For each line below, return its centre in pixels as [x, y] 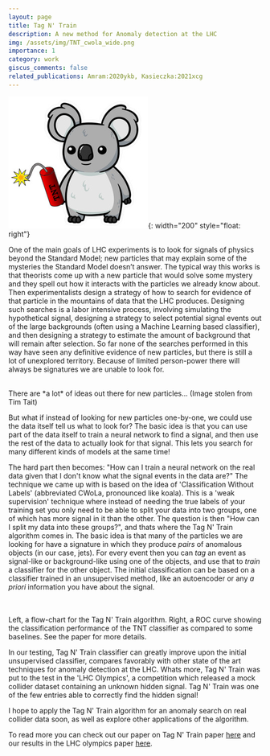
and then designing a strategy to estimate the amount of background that [129, 335]
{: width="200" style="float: [194, 225]
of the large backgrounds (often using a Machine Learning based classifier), [134, 327]
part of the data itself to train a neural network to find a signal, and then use [133, 434]
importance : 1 [32, 51]
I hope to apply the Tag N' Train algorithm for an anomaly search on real [127, 710]
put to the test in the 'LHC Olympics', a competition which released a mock [132, 678]
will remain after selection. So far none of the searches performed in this [128, 343]
